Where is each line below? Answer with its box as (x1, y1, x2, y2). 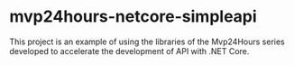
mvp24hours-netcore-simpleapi (9, 6, 257, 27)
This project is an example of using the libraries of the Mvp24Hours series (9, 36, 286, 47)
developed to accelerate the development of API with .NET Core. (9, 45, 250, 56)
